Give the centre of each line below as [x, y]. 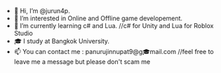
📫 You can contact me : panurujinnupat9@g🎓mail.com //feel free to [114, 52]
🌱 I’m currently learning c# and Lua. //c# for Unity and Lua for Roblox [114, 26]
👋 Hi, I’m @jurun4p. [42, 11]
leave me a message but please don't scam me [82, 62]
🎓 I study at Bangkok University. [62, 41]
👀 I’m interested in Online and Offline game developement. [98, 18]
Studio [23, 33]
